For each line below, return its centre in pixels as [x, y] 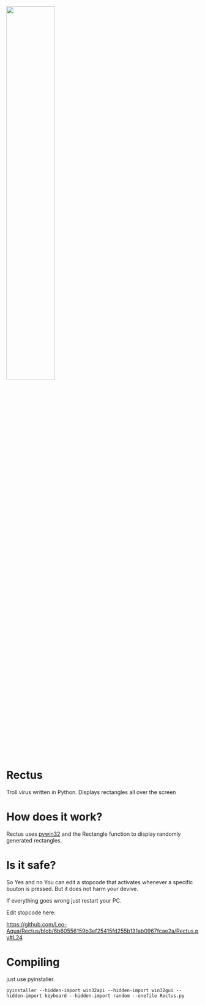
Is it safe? [31, 866]
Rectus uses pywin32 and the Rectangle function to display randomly [94, 834]
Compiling [33, 962]
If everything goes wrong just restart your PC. [64, 900]
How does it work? [54, 817]
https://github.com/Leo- [37, 924]
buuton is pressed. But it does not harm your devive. [73, 888]
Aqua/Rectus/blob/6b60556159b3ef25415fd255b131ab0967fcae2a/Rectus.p [102, 931]
